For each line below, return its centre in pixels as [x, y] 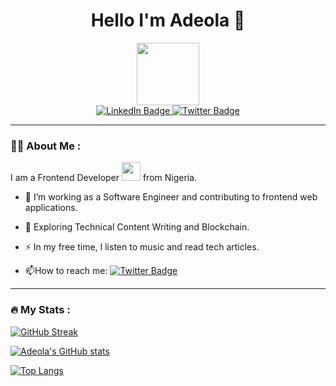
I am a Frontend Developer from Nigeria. [104, 178]
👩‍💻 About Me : [46, 146]
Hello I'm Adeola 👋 [168, 20]
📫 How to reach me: [66, 271]
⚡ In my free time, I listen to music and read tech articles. [142, 247]
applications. [51, 208]
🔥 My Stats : [40, 310]
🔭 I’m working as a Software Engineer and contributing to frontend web [171, 197]
